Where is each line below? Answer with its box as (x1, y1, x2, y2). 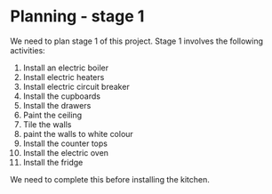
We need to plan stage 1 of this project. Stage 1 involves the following (10, 36, 264, 46)
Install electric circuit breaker (22, 81, 130, 92)
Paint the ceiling (22, 109, 83, 120)
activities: (10, 44, 45, 55)
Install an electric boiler (22, 62, 109, 73)
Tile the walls (22, 118, 72, 130)
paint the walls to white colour (22, 128, 134, 139)
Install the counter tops (22, 138, 108, 149)
